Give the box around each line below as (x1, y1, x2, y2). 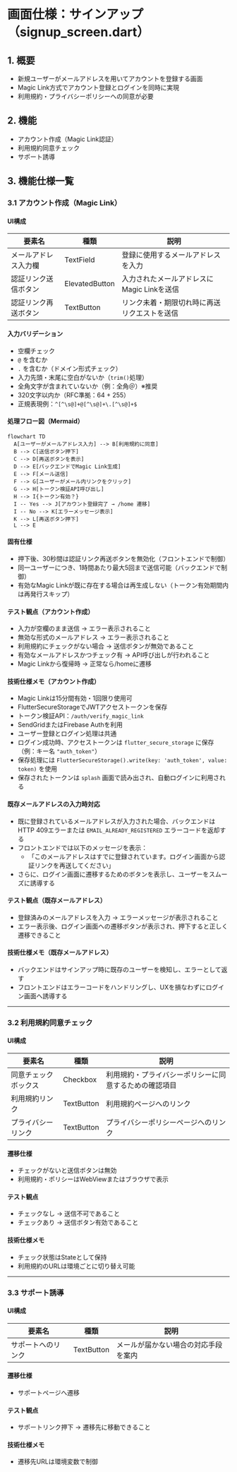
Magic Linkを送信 (121, 285, 180, 294)
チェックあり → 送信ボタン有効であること (17, 1219, 139, 1227)
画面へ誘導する (23, 991, 68, 1000)
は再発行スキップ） (17, 590, 74, 598)
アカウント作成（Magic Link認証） (17, 135, 118, 143)
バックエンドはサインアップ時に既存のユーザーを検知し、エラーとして (17, 965, 222, 974)
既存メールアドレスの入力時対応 (7, 799, 100, 808)
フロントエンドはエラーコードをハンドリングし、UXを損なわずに (17, 983, 206, 991)
